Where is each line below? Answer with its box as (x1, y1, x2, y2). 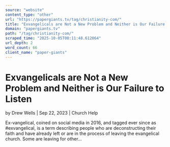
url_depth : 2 (5, 41, 33, 46)
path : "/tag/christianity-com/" (5, 31, 74, 36)
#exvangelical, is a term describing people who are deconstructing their (5, 125, 156, 131)
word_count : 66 (5, 45, 38, 50)
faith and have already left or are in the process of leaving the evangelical (5, 130, 159, 137)
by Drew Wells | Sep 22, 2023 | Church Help (5, 110, 98, 116)
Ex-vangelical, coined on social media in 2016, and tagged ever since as (5, 120, 156, 126)
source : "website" (5, 7, 44, 13)
